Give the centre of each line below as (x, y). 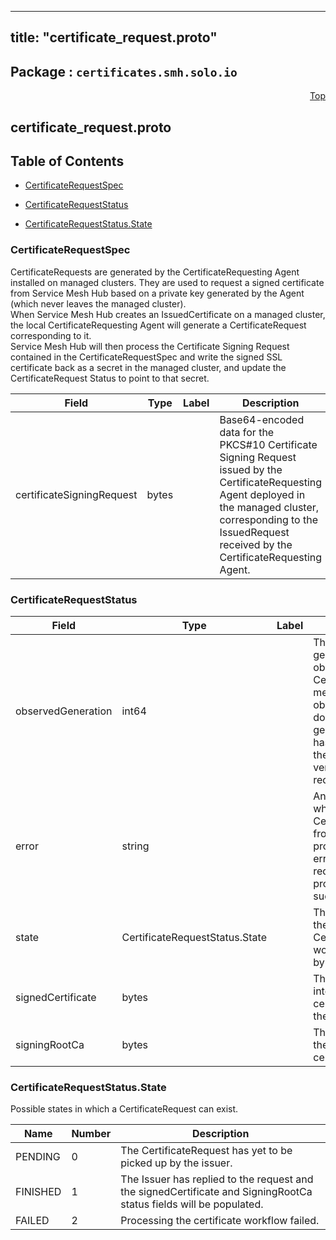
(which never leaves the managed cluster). (98, 303)
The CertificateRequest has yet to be (206, 1151)
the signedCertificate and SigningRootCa (216, 1192)
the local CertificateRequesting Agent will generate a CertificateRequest (158, 325)
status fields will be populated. (192, 1204)
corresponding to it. (51, 335)
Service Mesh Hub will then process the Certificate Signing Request (150, 346)
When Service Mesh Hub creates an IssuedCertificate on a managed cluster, (168, 314)
